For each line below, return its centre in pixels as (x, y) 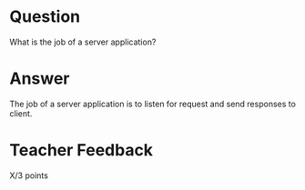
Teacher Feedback (81, 150)
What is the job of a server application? (83, 42)
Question (45, 17)
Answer (40, 79)
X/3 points (29, 175)
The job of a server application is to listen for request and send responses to (152, 104)
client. (21, 113)
